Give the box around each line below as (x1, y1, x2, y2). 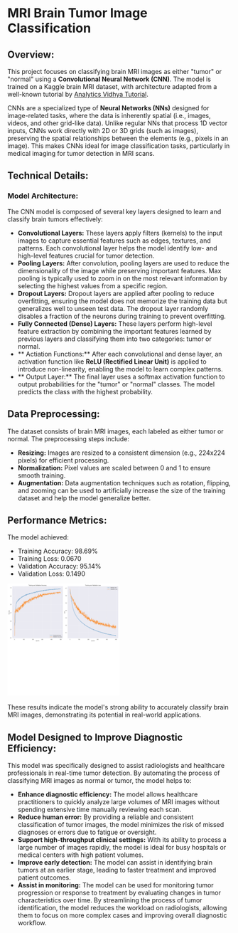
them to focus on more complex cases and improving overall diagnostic (17, 911, 227, 919)
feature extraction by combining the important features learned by (17, 327, 212, 335)
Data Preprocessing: (7, 408, 101, 421)
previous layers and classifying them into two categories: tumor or (17, 334, 212, 343)
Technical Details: (7, 169, 89, 182)
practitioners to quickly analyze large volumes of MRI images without (17, 798, 220, 806)
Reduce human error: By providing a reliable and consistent (17, 813, 194, 821)
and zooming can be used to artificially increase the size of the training (17, 486, 226, 495)
